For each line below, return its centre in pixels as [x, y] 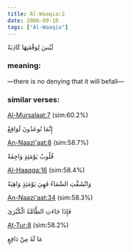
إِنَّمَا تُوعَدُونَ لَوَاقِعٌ [30, 128]
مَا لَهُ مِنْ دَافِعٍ [25, 239]
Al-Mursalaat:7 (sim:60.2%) [48, 115]
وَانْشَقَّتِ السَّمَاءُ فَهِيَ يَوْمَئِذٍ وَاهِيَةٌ [49, 183]
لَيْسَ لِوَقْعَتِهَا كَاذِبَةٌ [30, 48]
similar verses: [33, 99]
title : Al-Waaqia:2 [36, 14]
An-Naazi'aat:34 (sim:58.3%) [50, 197]
